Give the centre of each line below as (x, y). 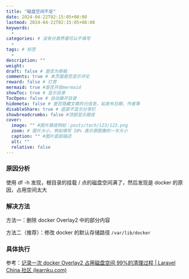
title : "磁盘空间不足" (31, 11)
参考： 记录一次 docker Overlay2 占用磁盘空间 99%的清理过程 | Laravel (91, 263)
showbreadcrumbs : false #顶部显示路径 (50, 114)
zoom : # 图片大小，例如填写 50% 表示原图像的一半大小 (70, 131)
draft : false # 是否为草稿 (36, 71)
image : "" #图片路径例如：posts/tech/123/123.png (70, 125)
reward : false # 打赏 (32, 82)
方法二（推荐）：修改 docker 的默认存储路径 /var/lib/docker (78, 233)
